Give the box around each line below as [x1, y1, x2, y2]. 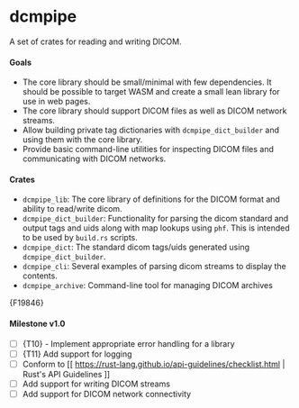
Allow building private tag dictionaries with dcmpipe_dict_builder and [22, 124, 280, 136]
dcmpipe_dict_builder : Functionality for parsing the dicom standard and [22, 213, 289, 224]
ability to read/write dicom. [22, 204, 123, 214]
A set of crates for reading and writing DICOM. [9, 36, 182, 47]
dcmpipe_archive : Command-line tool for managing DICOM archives [22, 280, 273, 291]
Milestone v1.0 [9, 318, 66, 329]
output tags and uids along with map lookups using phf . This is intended [22, 222, 290, 233]
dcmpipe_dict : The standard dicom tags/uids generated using [22, 241, 250, 253]
